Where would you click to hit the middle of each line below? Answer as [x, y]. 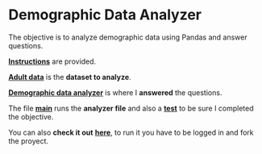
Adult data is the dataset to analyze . [70, 77]
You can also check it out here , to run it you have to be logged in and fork [131, 132]
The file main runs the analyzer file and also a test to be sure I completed [131, 108]
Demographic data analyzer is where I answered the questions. [115, 92]
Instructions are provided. [52, 61]
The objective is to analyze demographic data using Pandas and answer [128, 37]
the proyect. [29, 141]
